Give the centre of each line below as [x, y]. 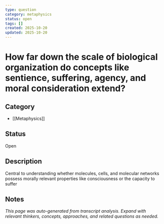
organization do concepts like [67, 68]
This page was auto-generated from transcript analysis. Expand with [76, 211]
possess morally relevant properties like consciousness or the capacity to [80, 179]
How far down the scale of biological [82, 57]
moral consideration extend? [65, 89]
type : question [21, 10]
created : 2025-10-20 [26, 28]
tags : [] [14, 23]
